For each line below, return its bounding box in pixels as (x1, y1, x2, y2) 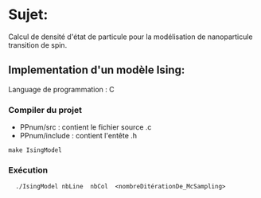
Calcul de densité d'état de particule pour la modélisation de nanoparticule (8, 32, 253, 41)
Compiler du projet (8, 104, 82, 115)
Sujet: (8, 6, 49, 24)
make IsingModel (8, 146, 62, 154)
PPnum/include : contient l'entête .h (19, 131, 138, 141)
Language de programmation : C (8, 84, 115, 94)
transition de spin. (8, 40, 68, 49)
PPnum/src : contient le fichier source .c (19, 122, 152, 132)
